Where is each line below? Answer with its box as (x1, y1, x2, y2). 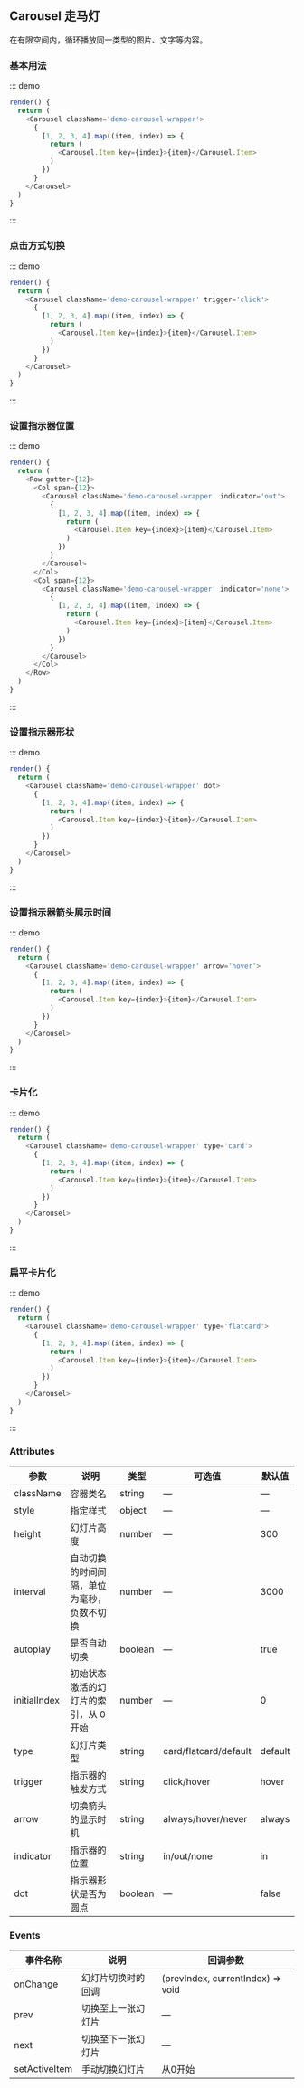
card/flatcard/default (162, 1744, 252, 1757)
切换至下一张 (81, 2033, 137, 2045)
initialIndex (14, 1694, 61, 1706)
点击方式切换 (9, 239, 66, 252)
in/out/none (162, 1849, 213, 1862)
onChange (14, 1978, 59, 1990)
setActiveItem (14, 2063, 73, 2075)
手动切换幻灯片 (81, 2064, 146, 2076)
